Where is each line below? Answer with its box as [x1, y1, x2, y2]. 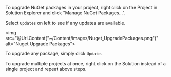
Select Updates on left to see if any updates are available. [5, 20, 126, 26]
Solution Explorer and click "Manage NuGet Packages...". [5, 10, 126, 16]
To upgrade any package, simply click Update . [5, 51, 102, 56]
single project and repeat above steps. [5, 66, 87, 72]
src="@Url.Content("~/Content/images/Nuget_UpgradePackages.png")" [5, 35, 159, 41]
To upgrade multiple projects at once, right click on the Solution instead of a [5, 61, 166, 66]
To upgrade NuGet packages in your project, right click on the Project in [5, 5, 158, 10]
